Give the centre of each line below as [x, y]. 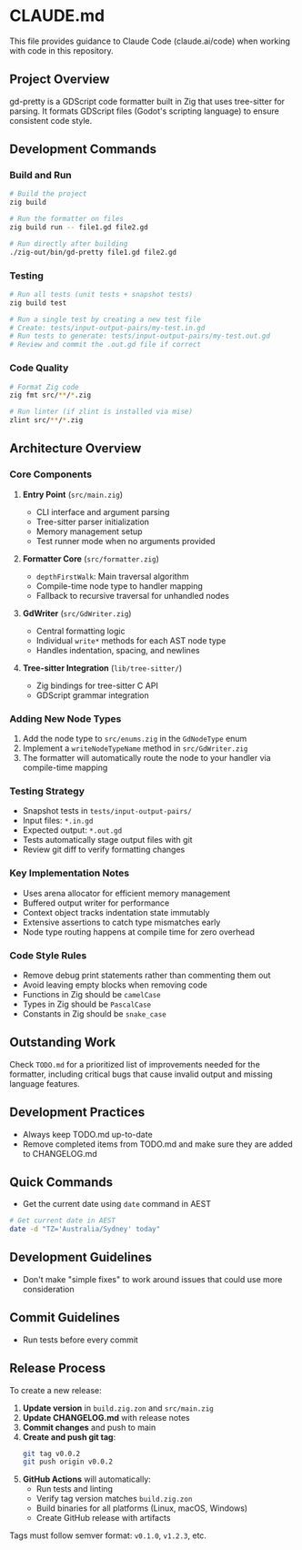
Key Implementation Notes [70, 873]
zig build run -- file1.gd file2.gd [79, 228]
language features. [45, 1083]
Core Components [51, 474]
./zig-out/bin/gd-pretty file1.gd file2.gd [93, 252]
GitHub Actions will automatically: [87, 1479]
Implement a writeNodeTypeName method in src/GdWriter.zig [135, 748]
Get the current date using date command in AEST [117, 1204]
